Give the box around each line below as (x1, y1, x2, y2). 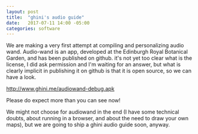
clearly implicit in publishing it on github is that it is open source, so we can (6, 67, 192, 75)
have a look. (6, 74, 37, 81)
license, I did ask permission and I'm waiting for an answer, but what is (6, 61, 181, 68)
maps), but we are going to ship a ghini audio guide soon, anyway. (6, 121, 170, 129)
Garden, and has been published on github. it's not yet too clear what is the (6, 54, 193, 62)
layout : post (6, 8, 39, 15)
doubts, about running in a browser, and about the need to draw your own (6, 115, 189, 122)
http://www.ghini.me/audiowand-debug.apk (6, 85, 115, 93)
